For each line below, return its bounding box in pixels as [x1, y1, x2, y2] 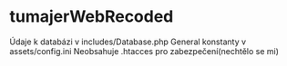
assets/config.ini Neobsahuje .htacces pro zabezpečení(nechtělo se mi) [9, 45, 280, 56]
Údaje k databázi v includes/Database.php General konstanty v [9, 36, 247, 47]
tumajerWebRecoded [9, 6, 174, 27]
